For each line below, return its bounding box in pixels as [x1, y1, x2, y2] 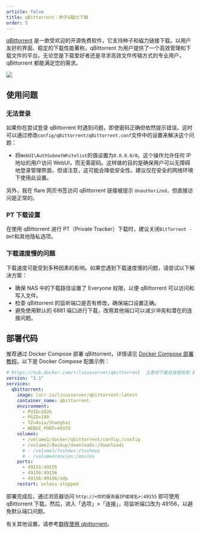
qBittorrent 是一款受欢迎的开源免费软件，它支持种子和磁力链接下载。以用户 [6, 37, 191, 44]
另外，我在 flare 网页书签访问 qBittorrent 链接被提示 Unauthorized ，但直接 [6, 187, 188, 194]
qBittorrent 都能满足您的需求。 [6, 59, 82, 66]
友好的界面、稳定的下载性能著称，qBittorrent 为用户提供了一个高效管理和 [6, 44, 187, 51]
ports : [17, 459, 33, 465]
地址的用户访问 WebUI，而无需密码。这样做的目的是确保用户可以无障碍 [14, 159, 190, 166]
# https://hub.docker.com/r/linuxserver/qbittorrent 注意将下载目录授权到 [6, 370, 190, 376]
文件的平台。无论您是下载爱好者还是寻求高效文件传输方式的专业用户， [11, 52, 184, 59]
